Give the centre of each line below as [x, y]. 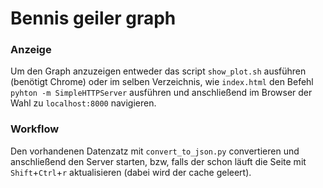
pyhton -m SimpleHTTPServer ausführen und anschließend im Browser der [161, 93]
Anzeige [31, 50]
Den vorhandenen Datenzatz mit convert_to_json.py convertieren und [155, 151]
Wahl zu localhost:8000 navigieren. [83, 103]
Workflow [35, 129]
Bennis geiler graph [93, 18]
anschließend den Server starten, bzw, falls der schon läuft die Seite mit [158, 161]
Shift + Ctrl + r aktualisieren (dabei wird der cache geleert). [131, 172]
